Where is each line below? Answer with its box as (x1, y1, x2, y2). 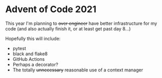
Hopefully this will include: (5, 35, 61, 42)
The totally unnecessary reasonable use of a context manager (12, 67, 144, 73)
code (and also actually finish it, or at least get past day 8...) (5, 25, 131, 31)
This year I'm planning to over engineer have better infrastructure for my (5, 20, 157, 26)
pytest (12, 45, 26, 51)
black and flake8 (12, 51, 48, 57)
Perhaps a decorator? (12, 61, 59, 67)
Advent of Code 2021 (5, 4, 97, 15)
